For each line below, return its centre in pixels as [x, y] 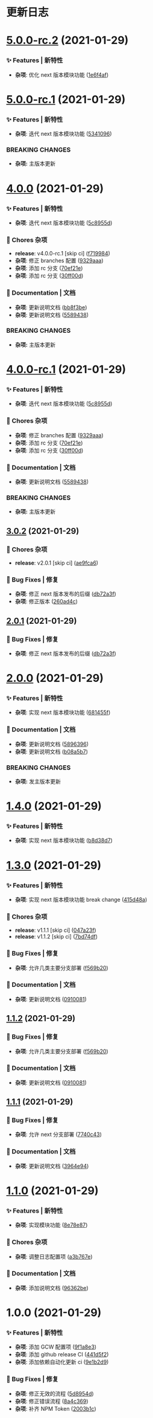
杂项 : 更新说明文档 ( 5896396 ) [52, 744]
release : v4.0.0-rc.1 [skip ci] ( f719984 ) [62, 254]
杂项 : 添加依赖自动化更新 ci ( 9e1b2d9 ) [62, 1362]
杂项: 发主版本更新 [38, 781]
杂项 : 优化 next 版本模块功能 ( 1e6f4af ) [62, 75]
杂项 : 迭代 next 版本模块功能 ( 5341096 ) [64, 134]
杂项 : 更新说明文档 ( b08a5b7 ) [52, 751]
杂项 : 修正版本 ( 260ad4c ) [46, 602]
